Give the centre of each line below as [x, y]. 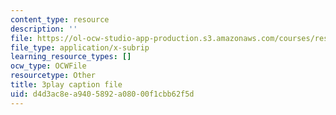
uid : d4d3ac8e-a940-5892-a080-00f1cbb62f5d [102, 94]
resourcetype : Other [53, 76]
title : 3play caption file [66, 85]
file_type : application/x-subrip [80, 47]
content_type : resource [60, 19]
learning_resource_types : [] [71, 57]
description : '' [44, 29]
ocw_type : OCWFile [48, 66]
